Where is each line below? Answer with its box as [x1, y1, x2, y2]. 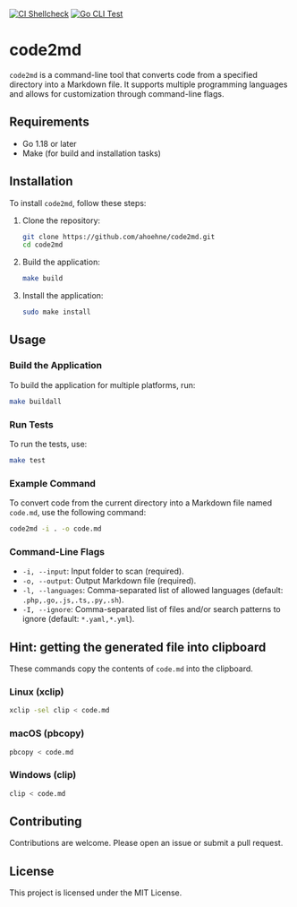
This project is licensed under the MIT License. [9, 887, 182, 898]
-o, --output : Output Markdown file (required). [21, 575, 197, 586]
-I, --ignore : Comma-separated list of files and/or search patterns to [21, 604, 281, 615]
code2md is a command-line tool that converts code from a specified [9, 69, 258, 80]
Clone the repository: [21, 215, 101, 226]
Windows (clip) [9, 769, 77, 782]
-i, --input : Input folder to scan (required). [21, 566, 185, 577]
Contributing [9, 814, 82, 829]
